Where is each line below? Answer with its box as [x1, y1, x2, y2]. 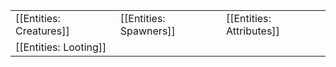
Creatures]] [15, 24, 70, 38]
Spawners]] [119, 24, 176, 38]
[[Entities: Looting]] [15, 40, 107, 54]
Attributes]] [225, 24, 280, 38]
